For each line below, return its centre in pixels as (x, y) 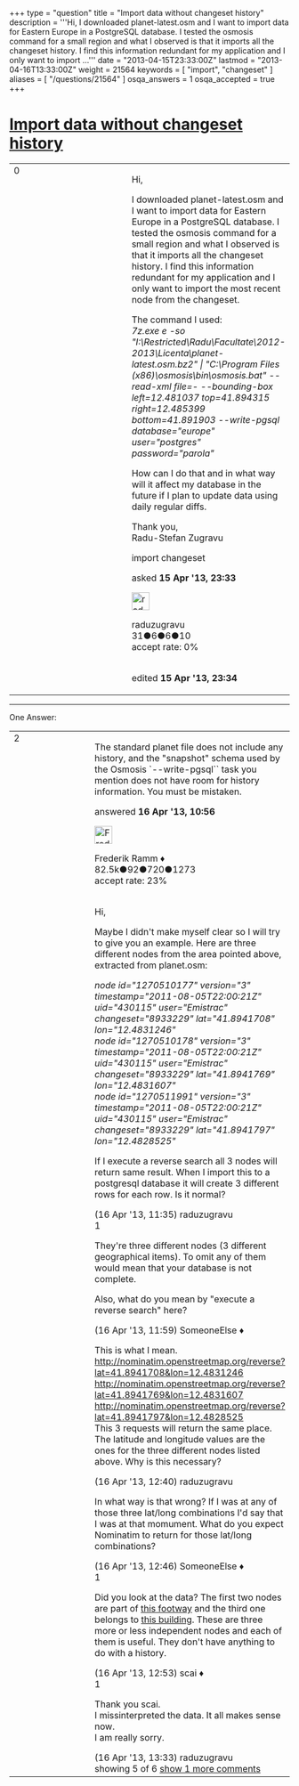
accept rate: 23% (131, 881)
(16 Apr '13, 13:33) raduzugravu (164, 1758)
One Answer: (33, 717)
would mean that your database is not (173, 1268)
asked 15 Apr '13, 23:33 (184, 578)
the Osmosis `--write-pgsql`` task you (176, 769)
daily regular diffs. (169, 507)
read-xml (151, 386)
